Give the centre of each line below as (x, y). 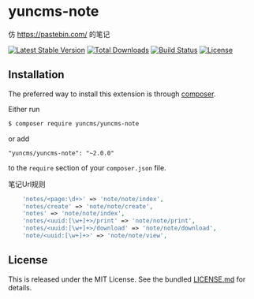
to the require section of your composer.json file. (88, 167)
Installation (36, 75)
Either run (24, 109)
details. (20, 287)
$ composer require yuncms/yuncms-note (74, 123)
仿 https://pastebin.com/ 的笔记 (59, 34)
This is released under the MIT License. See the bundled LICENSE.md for (127, 279)
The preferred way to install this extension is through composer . (112, 94)
